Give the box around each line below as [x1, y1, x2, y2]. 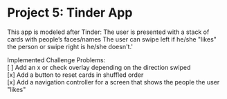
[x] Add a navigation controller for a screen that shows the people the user [7, 78, 220, 86]
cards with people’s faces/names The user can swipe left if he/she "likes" [7, 35, 217, 43]
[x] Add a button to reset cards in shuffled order [7, 71, 144, 79]
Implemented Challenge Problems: [7, 55, 106, 64]
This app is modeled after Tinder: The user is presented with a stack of [7, 28, 210, 36]
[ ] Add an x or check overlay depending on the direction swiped [7, 63, 191, 71]
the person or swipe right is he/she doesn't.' [7, 42, 134, 51]
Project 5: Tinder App [7, 5, 133, 21]
